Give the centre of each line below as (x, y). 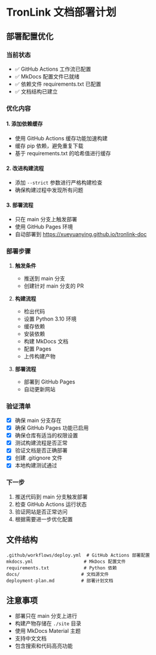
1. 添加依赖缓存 (25, 124)
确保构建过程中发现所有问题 (49, 190)
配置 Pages (38, 349)
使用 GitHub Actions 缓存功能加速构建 (61, 138)
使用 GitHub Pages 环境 (44, 227)
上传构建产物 (39, 356)
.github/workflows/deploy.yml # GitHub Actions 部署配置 (78, 555)
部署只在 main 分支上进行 (46, 616)
